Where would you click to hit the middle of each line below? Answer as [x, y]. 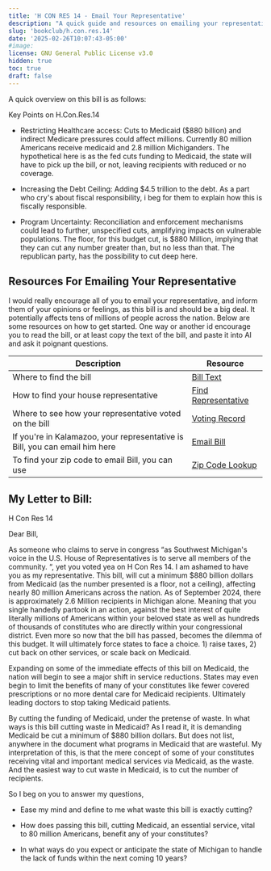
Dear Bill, [23, 534]
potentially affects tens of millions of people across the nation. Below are [129, 318]
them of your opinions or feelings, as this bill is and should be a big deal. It [132, 309]
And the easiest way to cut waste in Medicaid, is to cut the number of [124, 770]
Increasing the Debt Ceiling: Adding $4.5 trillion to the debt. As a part [135, 189]
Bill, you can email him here [64, 447]
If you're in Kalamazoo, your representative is [98, 437]
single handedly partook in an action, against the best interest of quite [125, 610]
